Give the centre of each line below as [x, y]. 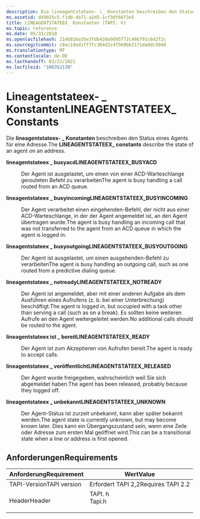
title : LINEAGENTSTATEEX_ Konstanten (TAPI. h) [66, 23]
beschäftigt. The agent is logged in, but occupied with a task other [102, 307]
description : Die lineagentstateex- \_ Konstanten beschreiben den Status [101, 12]
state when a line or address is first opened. [75, 439]
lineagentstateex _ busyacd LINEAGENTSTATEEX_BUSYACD [82, 162]
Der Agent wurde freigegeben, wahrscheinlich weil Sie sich [94, 378]
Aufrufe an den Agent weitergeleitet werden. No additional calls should [107, 319]
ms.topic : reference [32, 28]
